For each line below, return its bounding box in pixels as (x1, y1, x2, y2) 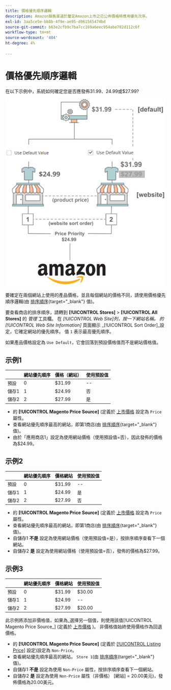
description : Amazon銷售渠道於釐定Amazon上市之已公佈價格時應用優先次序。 (5, 13, 150, 19)
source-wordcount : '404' (5, 35, 58, 40)
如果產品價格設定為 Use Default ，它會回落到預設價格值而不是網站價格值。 (5, 339, 161, 346)
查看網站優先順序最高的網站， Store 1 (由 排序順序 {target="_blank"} (12, 654, 155, 660)
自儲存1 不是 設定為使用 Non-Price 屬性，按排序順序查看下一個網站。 (12, 666, 156, 673)
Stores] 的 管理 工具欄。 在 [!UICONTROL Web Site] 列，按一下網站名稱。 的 (5, 316, 164, 322)
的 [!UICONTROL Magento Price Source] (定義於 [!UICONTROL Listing (12, 641, 161, 647)
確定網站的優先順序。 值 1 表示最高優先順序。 (18, 329, 114, 335)
